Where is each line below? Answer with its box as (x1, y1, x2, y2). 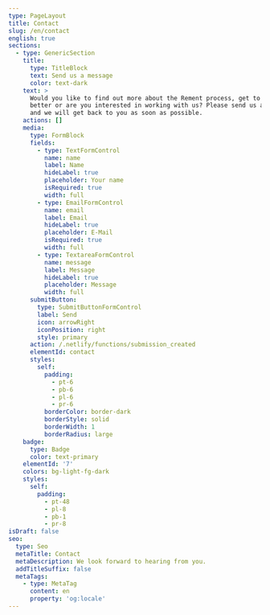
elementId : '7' (22, 460, 74, 469)
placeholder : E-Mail (43, 228, 113, 237)
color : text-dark (29, 79, 88, 87)
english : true (8, 34, 56, 43)
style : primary (37, 333, 88, 342)
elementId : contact (29, 348, 95, 356)
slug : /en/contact (8, 27, 70, 35)
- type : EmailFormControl (37, 199, 125, 207)
